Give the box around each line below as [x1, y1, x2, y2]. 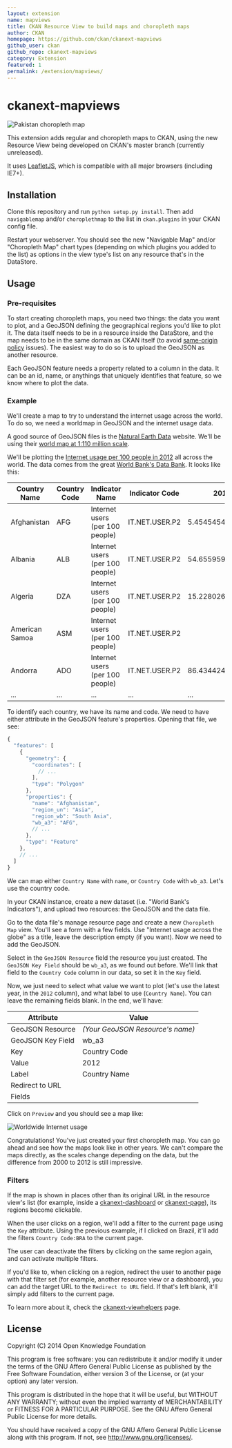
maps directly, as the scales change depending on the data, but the [7, 1150, 199, 1159]
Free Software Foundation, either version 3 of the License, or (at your [7, 1369, 204, 1378]
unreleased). [7, 148, 43, 157]
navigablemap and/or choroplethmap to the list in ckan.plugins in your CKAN [7, 215, 221, 223]
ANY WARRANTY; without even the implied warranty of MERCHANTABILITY [7, 1398, 223, 1406]
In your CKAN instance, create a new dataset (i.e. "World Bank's [7, 897, 190, 905]
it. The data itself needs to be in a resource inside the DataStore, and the [7, 329, 214, 337]
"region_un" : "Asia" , [32, 806, 95, 813]
